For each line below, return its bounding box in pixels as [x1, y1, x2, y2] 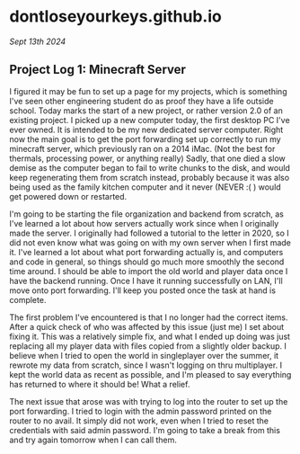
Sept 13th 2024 [9, 36, 66, 47]
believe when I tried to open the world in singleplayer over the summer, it [9, 350, 279, 361]
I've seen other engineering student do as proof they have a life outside [9, 95, 274, 106]
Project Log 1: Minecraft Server [9, 62, 187, 77]
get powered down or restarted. [9, 191, 128, 201]
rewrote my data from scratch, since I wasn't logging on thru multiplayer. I [9, 360, 283, 370]
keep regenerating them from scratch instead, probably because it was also [9, 172, 290, 182]
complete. [9, 294, 47, 305]
